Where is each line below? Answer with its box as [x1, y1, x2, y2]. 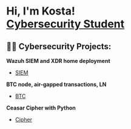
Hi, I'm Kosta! [6, 4, 76, 18]
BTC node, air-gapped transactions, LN [6, 81, 107, 88]
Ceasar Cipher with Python [6, 104, 76, 111]
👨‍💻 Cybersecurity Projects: [6, 41, 112, 51]
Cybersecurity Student [6, 17, 125, 31]
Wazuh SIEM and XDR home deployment [6, 58, 110, 64]
